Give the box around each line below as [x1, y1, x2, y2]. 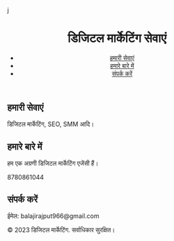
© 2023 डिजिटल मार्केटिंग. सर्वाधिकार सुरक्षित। [7, 226, 116, 234]
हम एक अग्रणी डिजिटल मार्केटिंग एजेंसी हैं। [7, 160, 99, 168]
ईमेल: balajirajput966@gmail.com [7, 212, 100, 220]
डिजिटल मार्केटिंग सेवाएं [67, 31, 167, 46]
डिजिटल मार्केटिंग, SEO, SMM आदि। [7, 120, 95, 128]
